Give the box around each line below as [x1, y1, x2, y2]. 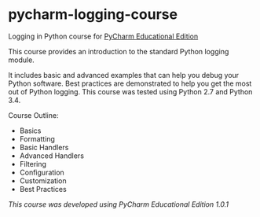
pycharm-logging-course [8, 6, 178, 24]
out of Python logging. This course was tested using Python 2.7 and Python [8, 86, 253, 96]
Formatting [19, 134, 55, 143]
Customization [19, 175, 67, 186]
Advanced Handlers [19, 151, 85, 160]
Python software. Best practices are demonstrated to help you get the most [8, 79, 252, 88]
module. [8, 55, 35, 64]
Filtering [19, 159, 47, 168]
